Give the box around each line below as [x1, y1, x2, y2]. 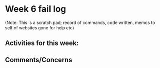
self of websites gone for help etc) [5, 24, 74, 30]
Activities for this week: [5, 39, 79, 47]
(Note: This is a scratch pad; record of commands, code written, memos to [5, 20, 155, 25]
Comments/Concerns [5, 55, 72, 64]
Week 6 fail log [5, 3, 66, 15]
